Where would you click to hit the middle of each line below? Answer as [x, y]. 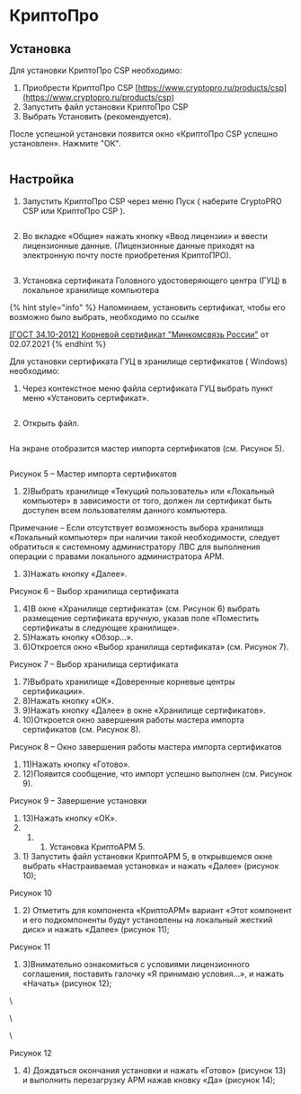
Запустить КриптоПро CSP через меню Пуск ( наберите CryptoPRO [152, 201]
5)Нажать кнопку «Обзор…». [78, 637]
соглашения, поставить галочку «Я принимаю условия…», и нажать [153, 974]
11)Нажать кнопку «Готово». [76, 764]
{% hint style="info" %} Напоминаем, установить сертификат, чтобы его [147, 307]
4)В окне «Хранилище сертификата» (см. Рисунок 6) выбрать [141, 609]
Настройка [42, 179]
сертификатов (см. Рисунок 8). [81, 729]
